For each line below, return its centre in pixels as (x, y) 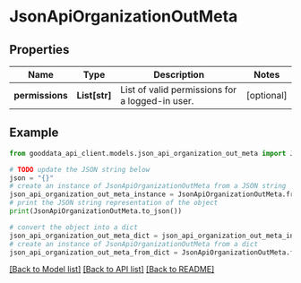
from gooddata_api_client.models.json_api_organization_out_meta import (148, 153)
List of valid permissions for (179, 90)
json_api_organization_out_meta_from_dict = (94, 253)
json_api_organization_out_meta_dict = (84, 236)
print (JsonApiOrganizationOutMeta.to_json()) (95, 211)
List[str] (94, 95)
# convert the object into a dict (74, 227)
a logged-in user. (157, 101)
